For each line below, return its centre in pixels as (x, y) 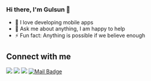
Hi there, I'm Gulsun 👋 (38, 10)
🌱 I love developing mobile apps (54, 23)
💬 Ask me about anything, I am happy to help (70, 29)
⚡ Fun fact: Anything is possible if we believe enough (80, 36)
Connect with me (39, 56)
